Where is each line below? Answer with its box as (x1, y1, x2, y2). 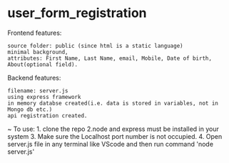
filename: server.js (7, 87, 69, 94)
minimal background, (7, 48, 69, 56)
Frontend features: (7, 28, 62, 37)
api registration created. (7, 112, 88, 119)
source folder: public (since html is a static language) (7, 42, 183, 49)
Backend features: (7, 73, 61, 82)
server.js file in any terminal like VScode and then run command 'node (7, 140, 214, 148)
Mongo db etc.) (7, 105, 53, 113)
